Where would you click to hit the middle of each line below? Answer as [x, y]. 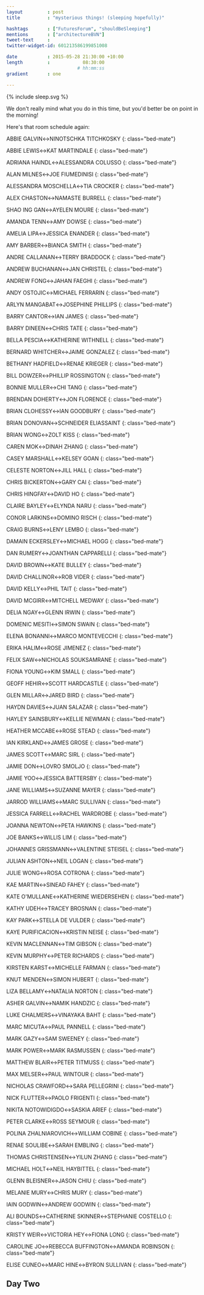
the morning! [22, 115]
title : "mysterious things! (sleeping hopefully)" [86, 18]
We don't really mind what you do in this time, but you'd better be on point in [102, 108]
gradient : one [34, 74]
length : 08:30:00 [55, 62]
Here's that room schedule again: [48, 127]
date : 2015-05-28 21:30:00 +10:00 [65, 57]
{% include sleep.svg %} [37, 97]
